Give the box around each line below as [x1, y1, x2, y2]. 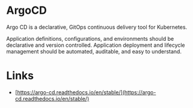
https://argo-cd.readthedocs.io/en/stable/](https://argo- [17, 88, 156, 96]
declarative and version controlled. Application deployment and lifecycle [6, 41, 185, 49]
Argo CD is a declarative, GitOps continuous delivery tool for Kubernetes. [6, 23, 188, 31]
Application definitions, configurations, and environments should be [6, 35, 174, 42]
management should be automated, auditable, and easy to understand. [6, 47, 182, 55]
